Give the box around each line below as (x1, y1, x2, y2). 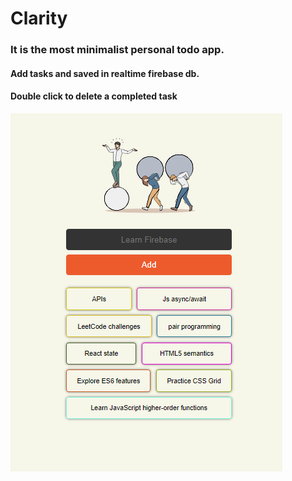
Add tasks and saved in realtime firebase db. (10, 67, 200, 79)
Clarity (10, 7, 68, 30)
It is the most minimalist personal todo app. (10, 43, 225, 57)
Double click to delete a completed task (10, 90, 178, 102)
